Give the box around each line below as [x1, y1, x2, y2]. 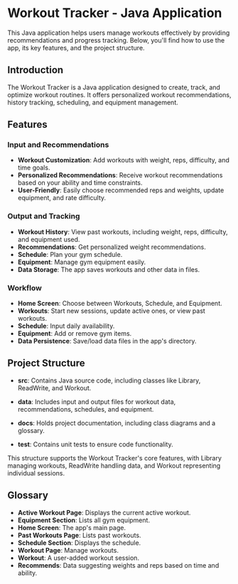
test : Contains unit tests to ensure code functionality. [17, 440, 173, 448]
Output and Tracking [7, 211, 80, 221]
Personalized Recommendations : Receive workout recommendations [17, 171, 223, 180]
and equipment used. [17, 235, 80, 243]
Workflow [7, 282, 43, 292]
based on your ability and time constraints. [17, 179, 144, 187]
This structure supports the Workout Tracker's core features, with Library [7, 453, 222, 462]
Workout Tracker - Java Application [7, 5, 222, 21]
